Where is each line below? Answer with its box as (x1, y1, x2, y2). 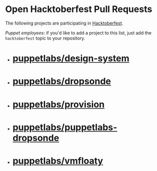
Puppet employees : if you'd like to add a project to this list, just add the (5, 30, 152, 36)
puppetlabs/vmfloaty (12, 155, 103, 166)
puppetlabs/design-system (12, 53, 129, 64)
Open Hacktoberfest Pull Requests (5, 4, 152, 15)
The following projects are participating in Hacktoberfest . (5, 20, 123, 26)
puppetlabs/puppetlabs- (12, 121, 117, 133)
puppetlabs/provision (12, 99, 105, 110)
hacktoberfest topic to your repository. (5, 35, 85, 41)
